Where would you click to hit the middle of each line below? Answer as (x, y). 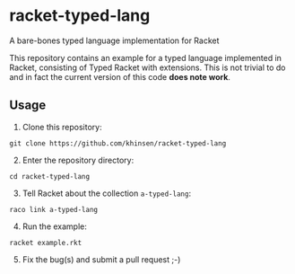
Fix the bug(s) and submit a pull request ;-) (101, 259)
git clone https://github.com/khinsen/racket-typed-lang (118, 143)
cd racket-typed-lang (50, 176)
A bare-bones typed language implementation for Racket (114, 40)
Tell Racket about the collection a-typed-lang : (106, 193)
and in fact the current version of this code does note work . (120, 76)
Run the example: (55, 226)
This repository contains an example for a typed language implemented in (146, 57)
